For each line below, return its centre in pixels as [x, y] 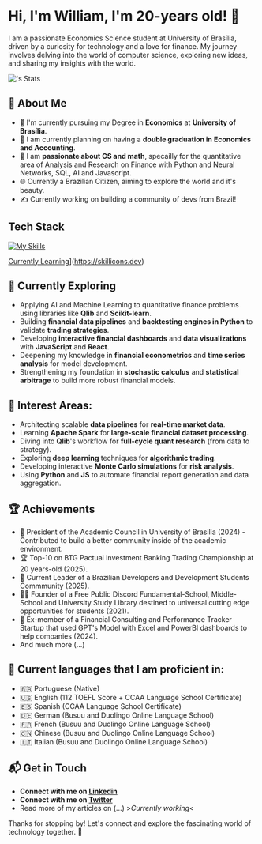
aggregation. [40, 483]
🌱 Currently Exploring [62, 286]
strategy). [36, 450]
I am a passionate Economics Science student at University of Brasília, [122, 38]
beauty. [32, 190]
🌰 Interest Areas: [51, 405]
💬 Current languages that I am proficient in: [116, 670]
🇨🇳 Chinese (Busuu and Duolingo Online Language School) [117, 733]
